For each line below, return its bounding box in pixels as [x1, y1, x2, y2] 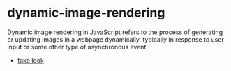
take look [17, 56, 44, 64]
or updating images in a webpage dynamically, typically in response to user [7, 35, 225, 43]
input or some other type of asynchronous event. [7, 42, 149, 51]
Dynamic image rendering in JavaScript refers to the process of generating [7, 28, 223, 36]
